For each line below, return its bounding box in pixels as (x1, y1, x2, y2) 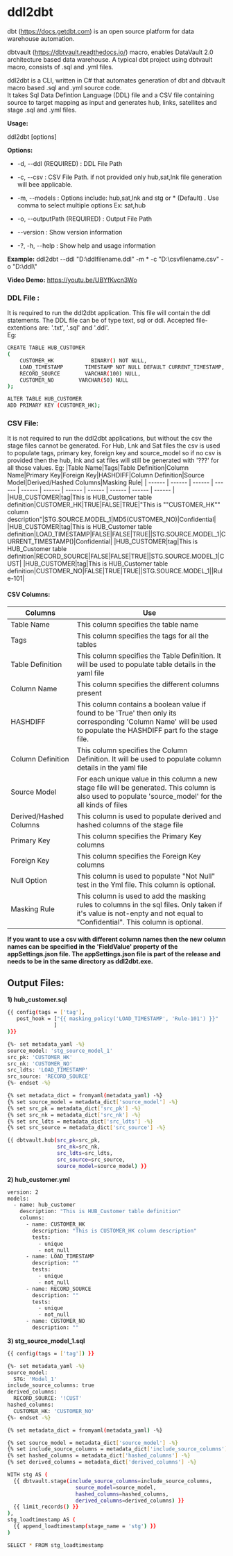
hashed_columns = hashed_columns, (75, 1490, 169, 1498)
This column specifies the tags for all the (76, 631, 209, 641)
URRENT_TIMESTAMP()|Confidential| (7, 537, 113, 546)
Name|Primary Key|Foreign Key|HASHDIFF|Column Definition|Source (7, 471, 205, 480)
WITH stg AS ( (7, 1471, 49, 1478)
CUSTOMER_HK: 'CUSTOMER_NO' (13, 1407, 95, 1414)
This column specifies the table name (76, 619, 199, 629)
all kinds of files (76, 800, 128, 809)
